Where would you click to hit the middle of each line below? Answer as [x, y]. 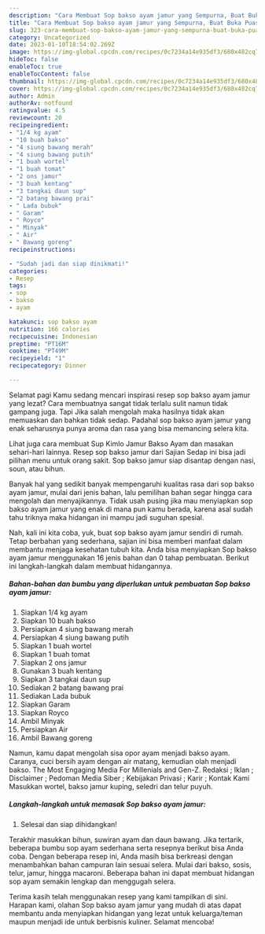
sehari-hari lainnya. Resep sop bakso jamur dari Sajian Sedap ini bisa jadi [127, 452]
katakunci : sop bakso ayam [53, 322]
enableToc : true [35, 67]
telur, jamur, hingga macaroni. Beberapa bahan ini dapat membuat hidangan [132, 873]
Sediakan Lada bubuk [55, 696]
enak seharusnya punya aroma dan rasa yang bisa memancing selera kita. [129, 428]
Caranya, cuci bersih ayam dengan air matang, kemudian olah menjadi [123, 761]
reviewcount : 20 [35, 118]
